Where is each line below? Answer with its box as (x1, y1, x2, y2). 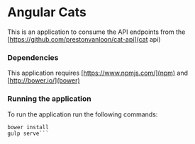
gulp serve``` (7, 130, 50, 137)
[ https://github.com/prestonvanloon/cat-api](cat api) (7, 35, 161, 43)
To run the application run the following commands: (7, 110, 158, 119)
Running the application (7, 94, 91, 104)
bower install (7, 124, 50, 131)
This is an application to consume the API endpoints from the (7, 28, 186, 36)
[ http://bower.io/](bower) (7, 76, 80, 85)
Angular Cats (7, 4, 87, 20)
